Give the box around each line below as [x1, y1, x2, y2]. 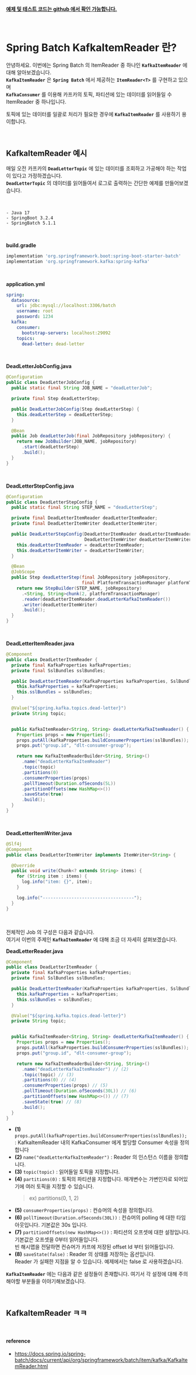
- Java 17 [6, 210, 30, 216]
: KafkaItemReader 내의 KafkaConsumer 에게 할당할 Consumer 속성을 [14, 1139, 179, 1146]
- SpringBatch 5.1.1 [6, 220, 57, 226]
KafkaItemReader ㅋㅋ [6, 1308, 87, 1318]
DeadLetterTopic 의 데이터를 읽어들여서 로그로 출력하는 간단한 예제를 [6, 179, 164, 186]
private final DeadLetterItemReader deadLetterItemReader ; [11, 515, 158, 521]
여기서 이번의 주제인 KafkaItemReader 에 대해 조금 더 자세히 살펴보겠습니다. [6, 935, 177, 943]
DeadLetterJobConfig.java [6, 363, 72, 370]
